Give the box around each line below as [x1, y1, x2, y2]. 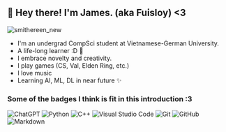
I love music [17, 68, 52, 77]
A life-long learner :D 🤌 [17, 46, 84, 54]
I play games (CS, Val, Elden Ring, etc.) [17, 61, 130, 70]
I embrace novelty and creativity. [17, 54, 112, 62]
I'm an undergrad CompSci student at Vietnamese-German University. [17, 39, 220, 47]
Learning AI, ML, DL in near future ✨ [17, 76, 122, 85]
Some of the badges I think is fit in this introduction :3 [7, 94, 193, 103]
